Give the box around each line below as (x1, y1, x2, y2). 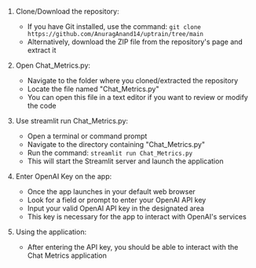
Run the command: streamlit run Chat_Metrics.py (27, 149, 193, 157)
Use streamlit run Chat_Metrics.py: (15, 116, 128, 125)
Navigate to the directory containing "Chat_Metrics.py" (27, 140, 206, 149)
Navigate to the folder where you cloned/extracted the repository (27, 76, 239, 85)
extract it (27, 46, 57, 54)
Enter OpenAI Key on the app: (15, 172, 112, 181)
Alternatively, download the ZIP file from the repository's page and (27, 37, 243, 46)
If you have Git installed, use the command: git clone (27, 22, 202, 31)
